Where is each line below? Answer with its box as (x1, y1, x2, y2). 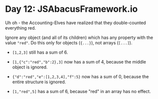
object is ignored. (12, 64, 48, 70)
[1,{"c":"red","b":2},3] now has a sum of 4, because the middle (12, 59, 146, 65)
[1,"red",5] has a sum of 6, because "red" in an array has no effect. (12, 88, 151, 94)
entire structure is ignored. (12, 79, 66, 85)
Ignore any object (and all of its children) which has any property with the (5, 34, 154, 40)
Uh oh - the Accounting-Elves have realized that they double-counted (5, 20, 146, 26)
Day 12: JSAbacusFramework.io (5, 3, 138, 15)
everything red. (5, 25, 36, 31)
